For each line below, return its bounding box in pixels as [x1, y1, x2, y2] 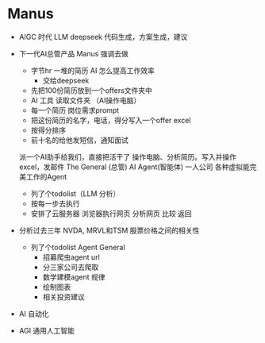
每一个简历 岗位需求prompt [30, 105, 120, 115]
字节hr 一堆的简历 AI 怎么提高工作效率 [30, 65, 156, 75]
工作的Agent [25, 171, 67, 181]
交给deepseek [42, 75, 90, 85]
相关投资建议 [42, 291, 85, 302]
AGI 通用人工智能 [18, 326, 75, 335]
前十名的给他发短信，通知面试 [30, 135, 129, 145]
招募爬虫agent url [42, 252, 100, 262]
